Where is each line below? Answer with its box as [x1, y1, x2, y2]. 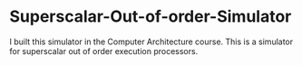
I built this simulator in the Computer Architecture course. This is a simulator [9, 36, 294, 47]
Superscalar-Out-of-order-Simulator [9, 6, 292, 27]
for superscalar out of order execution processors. [9, 45, 199, 56]
